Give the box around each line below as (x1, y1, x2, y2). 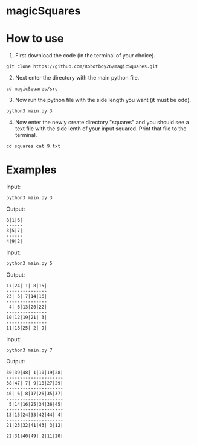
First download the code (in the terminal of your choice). (15, 52, 156, 59)
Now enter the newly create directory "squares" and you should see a (15, 119, 189, 126)
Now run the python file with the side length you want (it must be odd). (15, 97, 192, 104)
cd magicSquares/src (6, 86, 59, 92)
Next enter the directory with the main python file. (15, 74, 140, 82)
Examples (6, 163, 57, 177)
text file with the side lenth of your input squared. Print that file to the (15, 125, 187, 132)
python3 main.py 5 (6, 261, 53, 267)
